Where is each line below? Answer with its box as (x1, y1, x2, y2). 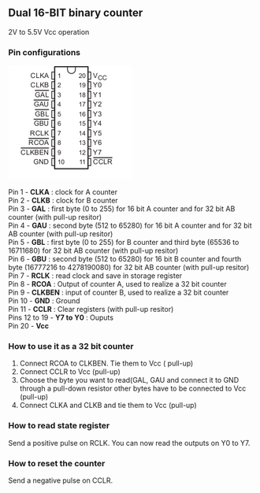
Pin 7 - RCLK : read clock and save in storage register (8, 271, 183, 280)
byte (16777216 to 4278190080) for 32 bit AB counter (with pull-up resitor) (8, 263, 250, 272)
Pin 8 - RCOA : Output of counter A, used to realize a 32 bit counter (8, 280, 227, 289)
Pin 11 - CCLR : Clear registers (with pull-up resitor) (8, 305, 174, 314)
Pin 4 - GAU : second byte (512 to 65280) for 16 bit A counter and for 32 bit (8, 221, 252, 231)
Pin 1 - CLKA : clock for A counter (8, 187, 118, 197)
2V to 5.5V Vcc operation (8, 27, 90, 36)
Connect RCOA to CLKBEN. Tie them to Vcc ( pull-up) (19, 358, 194, 369)
